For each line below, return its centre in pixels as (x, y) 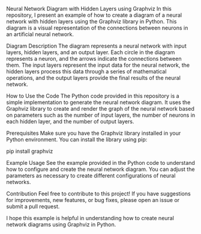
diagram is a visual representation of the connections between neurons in (97, 28)
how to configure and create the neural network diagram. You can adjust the (100, 169)
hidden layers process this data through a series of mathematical (86, 71)
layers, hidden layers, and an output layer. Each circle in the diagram (91, 52)
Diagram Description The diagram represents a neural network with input (97, 46)
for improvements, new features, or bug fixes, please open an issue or (93, 200)
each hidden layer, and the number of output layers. (70, 122)
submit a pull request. (33, 206)
